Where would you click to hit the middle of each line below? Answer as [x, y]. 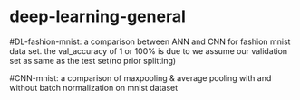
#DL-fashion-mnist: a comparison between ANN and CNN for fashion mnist [150, 41]
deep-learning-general [97, 17]
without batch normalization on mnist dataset [94, 87]
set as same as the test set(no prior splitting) [93, 60]
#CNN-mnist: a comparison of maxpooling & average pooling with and [140, 77]
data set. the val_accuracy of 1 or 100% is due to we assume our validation [149, 50]
